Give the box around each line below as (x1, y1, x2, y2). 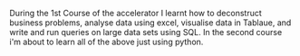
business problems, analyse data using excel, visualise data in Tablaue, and (9, 17, 292, 28)
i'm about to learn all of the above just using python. (9, 36, 204, 47)
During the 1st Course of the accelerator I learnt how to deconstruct (9, 8, 263, 18)
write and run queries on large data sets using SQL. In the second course (9, 27, 283, 37)
